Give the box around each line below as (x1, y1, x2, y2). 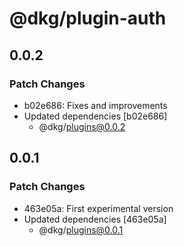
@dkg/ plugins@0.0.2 (38, 120, 126, 132)
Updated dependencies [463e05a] (23, 213, 167, 225)
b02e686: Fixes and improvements (23, 99, 168, 111)
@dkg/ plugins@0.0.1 (38, 223, 124, 236)
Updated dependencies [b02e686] (23, 110, 168, 122)
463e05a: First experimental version (23, 202, 174, 214)
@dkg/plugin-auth (9, 7, 167, 30)
